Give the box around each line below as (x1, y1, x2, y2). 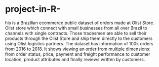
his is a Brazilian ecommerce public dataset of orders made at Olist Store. (5, 20, 155, 26)
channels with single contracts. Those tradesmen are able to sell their (5, 30, 147, 36)
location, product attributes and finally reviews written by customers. (5, 56, 145, 62)
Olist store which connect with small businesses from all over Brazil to (5, 25, 147, 31)
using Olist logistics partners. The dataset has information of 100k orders (5, 40, 154, 46)
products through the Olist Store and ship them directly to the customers (5, 35, 153, 41)
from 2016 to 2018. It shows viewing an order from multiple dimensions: (5, 46, 151, 52)
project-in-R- (5, 3, 61, 15)
